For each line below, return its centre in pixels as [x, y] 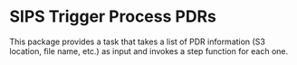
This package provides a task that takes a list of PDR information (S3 [137, 42]
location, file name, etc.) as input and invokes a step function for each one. [149, 51]
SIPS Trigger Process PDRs [113, 17]
